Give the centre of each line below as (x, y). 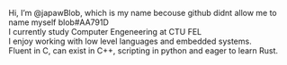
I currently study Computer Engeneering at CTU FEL (105, 32)
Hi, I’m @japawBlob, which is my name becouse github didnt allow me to (143, 13)
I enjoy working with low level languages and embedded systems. (130, 41)
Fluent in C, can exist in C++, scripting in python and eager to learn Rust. (143, 51)
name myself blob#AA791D (59, 22)
